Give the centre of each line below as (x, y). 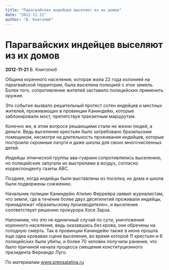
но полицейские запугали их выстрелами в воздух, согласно (72, 163)
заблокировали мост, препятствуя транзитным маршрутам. (71, 116)
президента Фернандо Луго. (36, 252)
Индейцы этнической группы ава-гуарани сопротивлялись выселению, (83, 158)
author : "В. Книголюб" (29, 19)
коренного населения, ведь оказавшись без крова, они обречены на (80, 225)
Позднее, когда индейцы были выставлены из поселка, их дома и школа (84, 178)
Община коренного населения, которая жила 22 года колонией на (78, 79)
